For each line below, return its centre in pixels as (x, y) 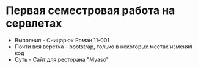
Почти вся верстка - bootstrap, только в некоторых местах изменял (104, 47)
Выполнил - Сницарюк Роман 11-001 (62, 40)
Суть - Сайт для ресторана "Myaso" (62, 59)
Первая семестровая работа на (90, 11)
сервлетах (34, 23)
